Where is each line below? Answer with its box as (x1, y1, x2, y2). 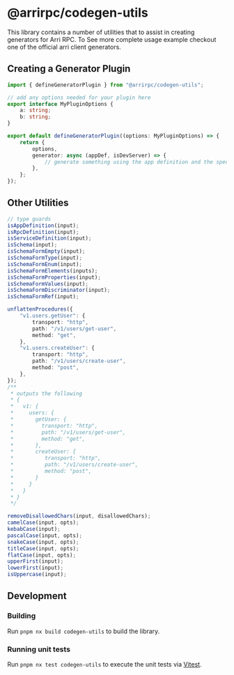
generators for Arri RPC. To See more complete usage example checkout (7, 35, 217, 43)
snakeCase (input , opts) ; (7, 538, 79, 545)
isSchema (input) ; (7, 242, 58, 249)
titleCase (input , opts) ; (7, 545, 79, 552)
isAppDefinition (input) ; (7, 222, 79, 229)
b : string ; (19, 114, 52, 121)
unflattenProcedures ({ (7, 306, 73, 313)
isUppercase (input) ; (7, 571, 68, 578)
